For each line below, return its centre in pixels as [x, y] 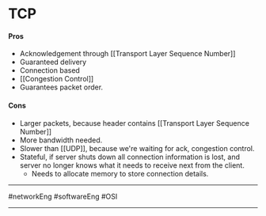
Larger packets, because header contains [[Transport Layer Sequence [134, 123]
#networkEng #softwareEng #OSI [63, 196]
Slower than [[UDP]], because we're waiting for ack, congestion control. [137, 148]
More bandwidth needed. [61, 140]
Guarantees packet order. [61, 87]
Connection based [50, 70]
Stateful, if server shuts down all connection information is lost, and [129, 157]
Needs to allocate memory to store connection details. [120, 173]
